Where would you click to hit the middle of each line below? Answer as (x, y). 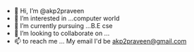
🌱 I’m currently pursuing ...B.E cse (63, 26)
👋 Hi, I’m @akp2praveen (49, 11)
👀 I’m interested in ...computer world (67, 18)
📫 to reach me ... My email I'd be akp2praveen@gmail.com (100, 41)
